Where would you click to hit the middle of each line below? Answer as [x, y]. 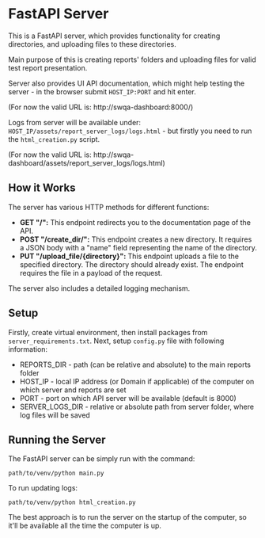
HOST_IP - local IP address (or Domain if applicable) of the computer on [137, 381]
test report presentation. [48, 67]
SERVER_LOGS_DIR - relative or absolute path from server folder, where [137, 406]
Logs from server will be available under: [74, 122]
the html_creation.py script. [54, 139]
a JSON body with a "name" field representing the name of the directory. [138, 247]
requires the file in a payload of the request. [91, 273]
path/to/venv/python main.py [56, 473]
